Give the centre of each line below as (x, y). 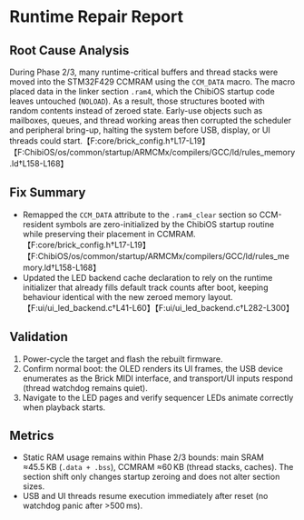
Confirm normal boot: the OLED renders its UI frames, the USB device (153, 368)
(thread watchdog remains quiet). (85, 387)
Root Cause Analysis (69, 50)
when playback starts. (64, 407)
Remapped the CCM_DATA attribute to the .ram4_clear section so (140, 215)
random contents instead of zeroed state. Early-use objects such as (136, 110)
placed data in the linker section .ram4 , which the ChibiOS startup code (142, 91)
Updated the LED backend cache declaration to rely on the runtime (147, 277)
